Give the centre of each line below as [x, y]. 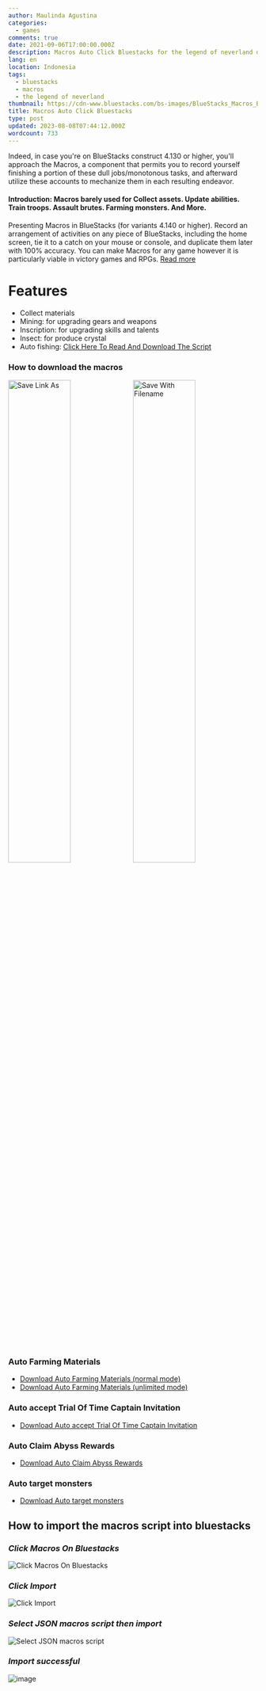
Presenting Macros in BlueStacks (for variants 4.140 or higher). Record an [128, 225]
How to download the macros [66, 367]
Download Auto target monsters [72, 1501]
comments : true [33, 38]
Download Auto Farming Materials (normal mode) [100, 1379]
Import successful [44, 1662]
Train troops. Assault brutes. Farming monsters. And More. [108, 208]
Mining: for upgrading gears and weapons [88, 321]
